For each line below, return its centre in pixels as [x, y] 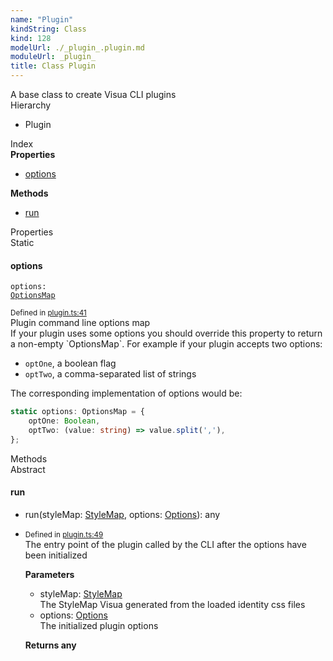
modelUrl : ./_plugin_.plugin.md [77, 47]
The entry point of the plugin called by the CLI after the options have [165, 544]
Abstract [28, 469]
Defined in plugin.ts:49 [64, 534]
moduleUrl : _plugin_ [53, 57]
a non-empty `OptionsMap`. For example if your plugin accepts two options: [166, 344]
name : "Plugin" [42, 19]
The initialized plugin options [99, 625]
